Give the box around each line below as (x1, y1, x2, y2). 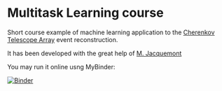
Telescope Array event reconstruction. (7, 35, 118, 43)
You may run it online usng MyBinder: (7, 62, 116, 71)
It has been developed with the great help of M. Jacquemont (7, 49, 182, 57)
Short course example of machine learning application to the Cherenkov (7, 28, 215, 36)
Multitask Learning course (7, 5, 164, 21)
